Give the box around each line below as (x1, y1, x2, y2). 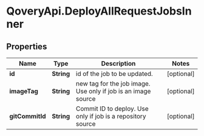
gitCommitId (9, 112, 46, 120)
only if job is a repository (75, 112, 146, 120)
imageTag (9, 87, 38, 95)
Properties (6, 41, 47, 52)
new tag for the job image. (75, 80, 151, 87)
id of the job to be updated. (75, 70, 153, 78)
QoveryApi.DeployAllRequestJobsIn (6, 4, 192, 18)
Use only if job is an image (75, 87, 151, 95)
